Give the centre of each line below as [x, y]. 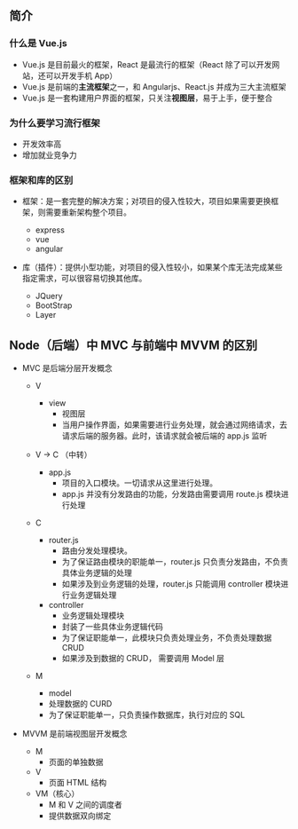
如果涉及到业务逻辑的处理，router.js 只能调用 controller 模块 [171, 584]
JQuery [49, 296]
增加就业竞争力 [49, 154]
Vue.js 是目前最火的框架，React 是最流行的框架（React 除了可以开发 [147, 64]
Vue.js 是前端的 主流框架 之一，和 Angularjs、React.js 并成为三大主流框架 [154, 86]
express [50, 230]
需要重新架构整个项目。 [88, 212]
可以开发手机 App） [82, 75]
